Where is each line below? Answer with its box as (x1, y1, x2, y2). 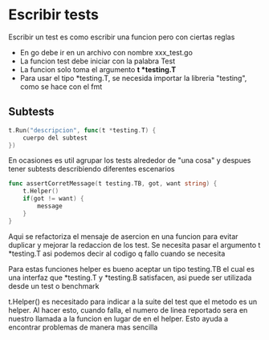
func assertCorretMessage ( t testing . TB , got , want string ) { (8, 180, 218, 188)
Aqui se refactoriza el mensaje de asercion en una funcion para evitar (8, 231, 238, 241)
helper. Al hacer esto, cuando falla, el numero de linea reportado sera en (8, 305, 248, 314)
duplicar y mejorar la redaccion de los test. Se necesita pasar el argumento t (8, 240, 261, 249)
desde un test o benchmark (8, 281, 100, 290)
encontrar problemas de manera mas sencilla (8, 322, 158, 332)
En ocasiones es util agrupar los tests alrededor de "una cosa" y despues (8, 156, 251, 165)
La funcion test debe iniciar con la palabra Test (19, 56, 175, 66)
